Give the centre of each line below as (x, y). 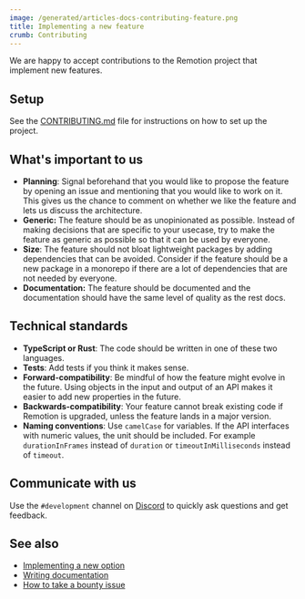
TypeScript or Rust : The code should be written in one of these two (150, 348)
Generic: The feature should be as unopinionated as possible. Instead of (159, 220)
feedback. (28, 515)
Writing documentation (66, 575)
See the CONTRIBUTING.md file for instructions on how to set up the (138, 121)
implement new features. (56, 70)
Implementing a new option (74, 565)
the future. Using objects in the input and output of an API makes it (147, 387)
